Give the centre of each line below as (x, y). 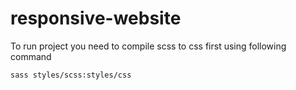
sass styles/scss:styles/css (71, 75)
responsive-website (96, 18)
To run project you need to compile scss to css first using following (148, 46)
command (31, 56)
